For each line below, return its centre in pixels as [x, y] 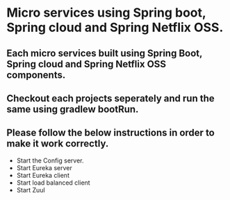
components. [36, 75]
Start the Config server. [50, 160]
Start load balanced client [54, 183]
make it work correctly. [58, 144]
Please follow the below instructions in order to [110, 133]
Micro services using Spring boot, [106, 13]
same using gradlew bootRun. [73, 109]
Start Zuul [31, 190]
